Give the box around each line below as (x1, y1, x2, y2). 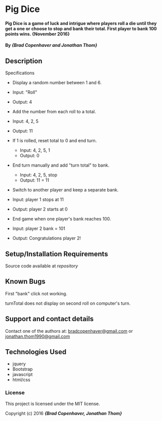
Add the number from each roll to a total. (12, 109, 96, 115)
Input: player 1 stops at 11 (12, 197, 64, 203)
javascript (12, 372, 33, 378)
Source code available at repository (5, 263, 78, 269)
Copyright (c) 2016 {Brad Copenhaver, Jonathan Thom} (5, 410, 122, 416)
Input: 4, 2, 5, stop (19, 172, 57, 178)
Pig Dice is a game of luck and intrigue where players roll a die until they (5, 20, 157, 26)
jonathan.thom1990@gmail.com (5, 333, 70, 339)
